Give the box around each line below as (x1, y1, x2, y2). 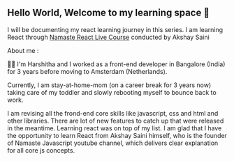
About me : (7, 46, 39, 54)
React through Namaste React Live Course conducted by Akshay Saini (7, 33, 210, 41)
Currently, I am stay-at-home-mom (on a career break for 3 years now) (7, 81, 212, 89)
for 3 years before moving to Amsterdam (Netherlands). (7, 67, 168, 75)
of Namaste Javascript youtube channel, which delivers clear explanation (7, 139, 219, 147)
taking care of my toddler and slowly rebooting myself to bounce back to (7, 88, 217, 96)
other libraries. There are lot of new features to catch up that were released (7, 116, 224, 125)
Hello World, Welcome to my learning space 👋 (7, 7, 210, 19)
